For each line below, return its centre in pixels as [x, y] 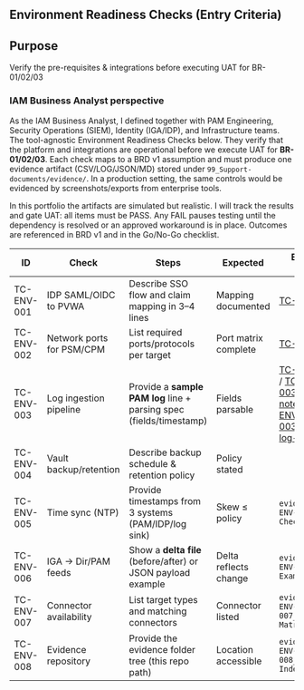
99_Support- [229, 170]
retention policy [162, 475]
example [147, 584]
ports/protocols [162, 344]
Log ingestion [76, 398]
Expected [243, 262]
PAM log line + [160, 398]
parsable [235, 409]
